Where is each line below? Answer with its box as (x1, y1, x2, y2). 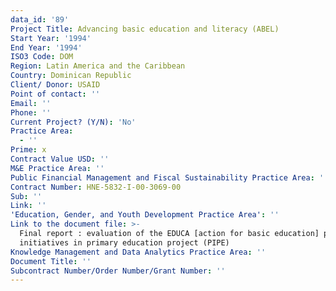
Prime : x (10, 145, 47, 155)
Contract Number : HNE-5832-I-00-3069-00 (10, 182, 182, 192)
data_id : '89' (10, 14, 70, 25)
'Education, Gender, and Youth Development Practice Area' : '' (10, 210, 280, 220)
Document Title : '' (10, 256, 92, 266)
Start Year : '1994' (10, 33, 92, 43)
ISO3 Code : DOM (10, 52, 74, 62)
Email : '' (10, 98, 52, 108)
